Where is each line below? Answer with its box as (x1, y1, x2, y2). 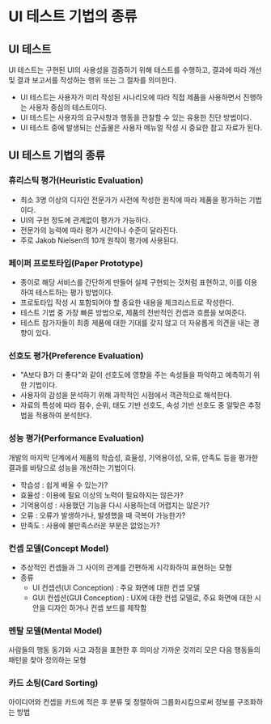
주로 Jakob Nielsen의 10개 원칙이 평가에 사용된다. (19, 235, 179, 245)
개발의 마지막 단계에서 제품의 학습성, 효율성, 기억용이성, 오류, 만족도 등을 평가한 (8, 452, 259, 462)
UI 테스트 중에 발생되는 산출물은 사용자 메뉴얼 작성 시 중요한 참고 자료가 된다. (19, 123, 263, 132)
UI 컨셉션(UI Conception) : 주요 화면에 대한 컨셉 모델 (32, 582, 201, 592)
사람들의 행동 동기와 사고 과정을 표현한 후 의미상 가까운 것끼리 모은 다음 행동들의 (8, 645, 261, 655)
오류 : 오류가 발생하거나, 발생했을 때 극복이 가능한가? (19, 510, 186, 520)
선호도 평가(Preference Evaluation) (8, 349, 144, 361)
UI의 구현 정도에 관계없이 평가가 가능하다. (19, 215, 151, 225)
